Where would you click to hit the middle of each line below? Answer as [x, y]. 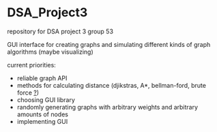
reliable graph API [42, 78]
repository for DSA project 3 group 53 [60, 31]
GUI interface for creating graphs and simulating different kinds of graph [109, 44]
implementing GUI [42, 121]
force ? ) [28, 93]
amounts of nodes [42, 114]
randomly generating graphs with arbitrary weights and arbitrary [107, 107]
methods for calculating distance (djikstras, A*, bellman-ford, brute [112, 85]
